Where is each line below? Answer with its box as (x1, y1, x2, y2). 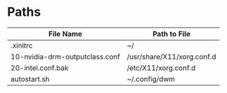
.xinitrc (10, 41, 33, 50)
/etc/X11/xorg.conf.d (127, 63, 196, 72)
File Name (48, 29, 83, 39)
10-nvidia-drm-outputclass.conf (10, 52, 120, 61)
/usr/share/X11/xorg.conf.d (127, 52, 217, 61)
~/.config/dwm (127, 74, 175, 83)
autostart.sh (10, 74, 50, 83)
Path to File (152, 29, 191, 39)
